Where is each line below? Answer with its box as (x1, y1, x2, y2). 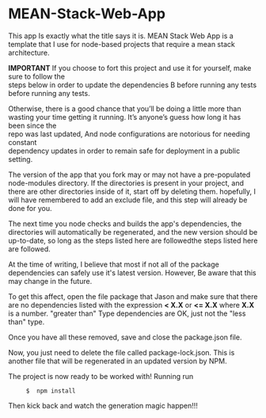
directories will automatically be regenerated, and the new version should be (8, 227, 258, 236)
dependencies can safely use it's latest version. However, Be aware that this (8, 267, 256, 278)
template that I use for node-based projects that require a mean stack (8, 39, 235, 48)
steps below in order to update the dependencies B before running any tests (8, 80, 257, 90)
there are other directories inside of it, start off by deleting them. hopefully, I (8, 186, 256, 196)
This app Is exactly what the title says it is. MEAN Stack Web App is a (8, 31, 234, 40)
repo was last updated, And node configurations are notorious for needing (8, 128, 251, 139)
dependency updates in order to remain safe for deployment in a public (8, 146, 241, 155)
